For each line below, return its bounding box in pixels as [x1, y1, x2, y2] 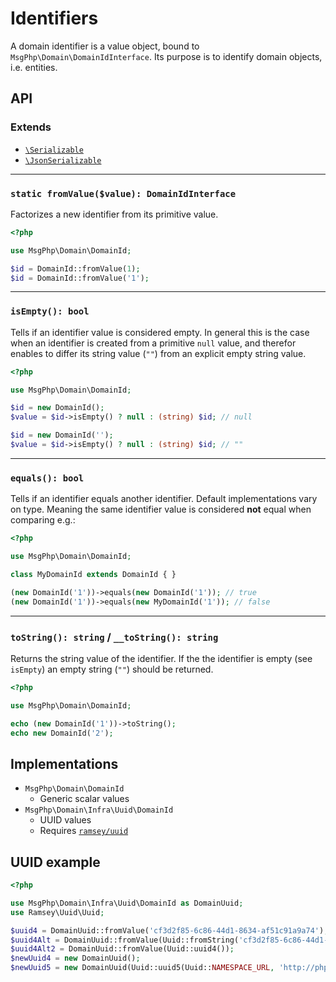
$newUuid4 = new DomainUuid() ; [10, 953, 141, 964]
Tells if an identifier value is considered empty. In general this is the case [10, 326, 310, 338]
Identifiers [10, 7, 99, 30]
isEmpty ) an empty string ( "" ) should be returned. [10, 663, 214, 675]
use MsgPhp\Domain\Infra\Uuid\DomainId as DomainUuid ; [10, 898, 244, 908]
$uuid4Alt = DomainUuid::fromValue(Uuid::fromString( [10, 935, 240, 945]
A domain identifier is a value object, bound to [10, 40, 200, 52]
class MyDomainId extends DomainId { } [10, 570, 177, 580]
